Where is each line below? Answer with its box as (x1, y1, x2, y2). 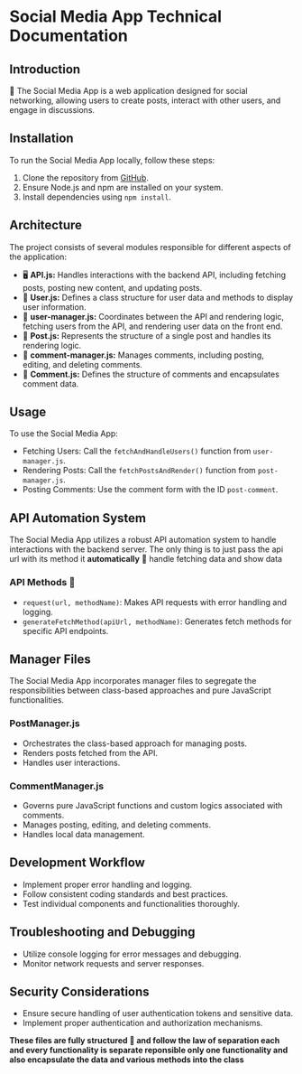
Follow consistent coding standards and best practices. (22, 888, 228, 900)
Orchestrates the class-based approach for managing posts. (22, 738, 248, 749)
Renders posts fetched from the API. (22, 747, 158, 758)
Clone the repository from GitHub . (22, 172, 149, 182)
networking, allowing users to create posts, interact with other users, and (9, 95, 281, 106)
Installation (9, 131, 74, 146)
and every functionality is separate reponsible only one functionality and (9, 1045, 288, 1056)
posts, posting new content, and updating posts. (22, 282, 203, 293)
